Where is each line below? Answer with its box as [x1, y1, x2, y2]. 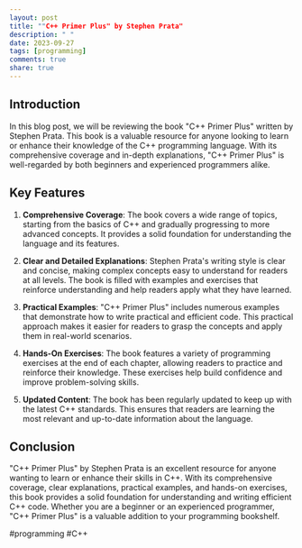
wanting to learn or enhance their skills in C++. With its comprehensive [9, 472, 273, 483]
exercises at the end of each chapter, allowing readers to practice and [22, 357, 283, 368]
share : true [9, 64, 54, 73]
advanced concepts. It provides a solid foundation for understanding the [22, 228, 292, 239]
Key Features [9, 186, 86, 201]
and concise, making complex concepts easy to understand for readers [22, 265, 288, 276]
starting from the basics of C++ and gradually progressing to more [22, 218, 270, 230]
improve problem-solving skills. [22, 376, 140, 388]
